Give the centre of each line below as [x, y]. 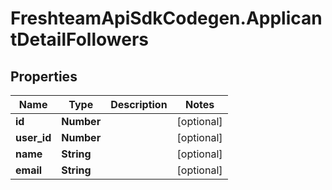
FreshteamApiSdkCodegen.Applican [166, 18]
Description [139, 104]
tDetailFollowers [79, 39]
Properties [44, 76]
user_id [33, 137]
